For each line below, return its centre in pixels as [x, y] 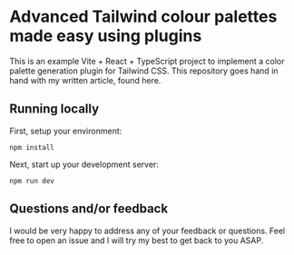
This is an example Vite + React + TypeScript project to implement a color [147, 61]
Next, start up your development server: [84, 164]
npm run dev [32, 181]
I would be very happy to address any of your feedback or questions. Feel [147, 230]
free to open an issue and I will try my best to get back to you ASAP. [137, 240]
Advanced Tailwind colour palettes [143, 17]
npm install [32, 147]
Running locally [54, 109]
